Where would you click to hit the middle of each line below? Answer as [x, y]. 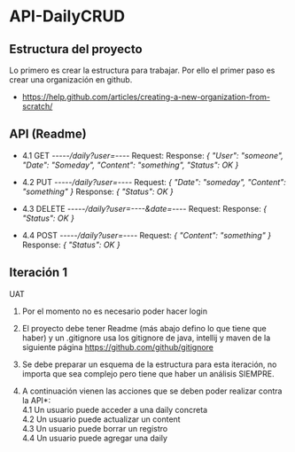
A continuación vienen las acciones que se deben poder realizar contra [152, 391]
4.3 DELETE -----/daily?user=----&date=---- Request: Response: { [144, 208]
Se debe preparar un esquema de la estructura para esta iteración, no [149, 364]
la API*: [36, 400]
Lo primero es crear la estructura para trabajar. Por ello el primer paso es [142, 70]
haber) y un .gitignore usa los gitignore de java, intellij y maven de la [146, 338]
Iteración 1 [39, 273]
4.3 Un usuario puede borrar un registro [95, 428]
